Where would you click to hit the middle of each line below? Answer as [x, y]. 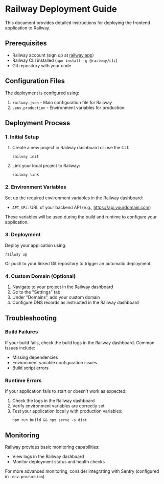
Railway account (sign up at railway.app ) [53, 55]
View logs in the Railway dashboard [48, 456]
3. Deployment [23, 235]
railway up [16, 254]
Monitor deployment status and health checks [59, 461]
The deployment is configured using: [42, 93]
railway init [25, 157]
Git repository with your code [42, 65]
